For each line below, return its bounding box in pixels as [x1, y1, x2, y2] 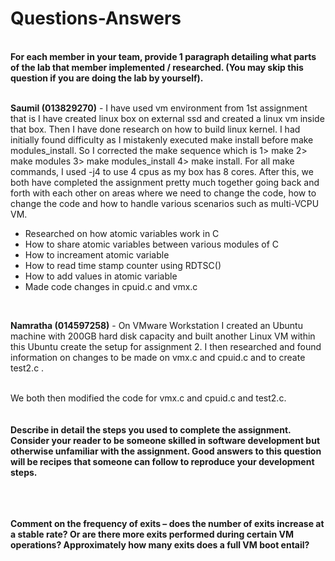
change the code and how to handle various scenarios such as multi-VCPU [10, 197, 320, 209]
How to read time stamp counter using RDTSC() [24, 259, 222, 271]
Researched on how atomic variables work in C [24, 227, 220, 239]
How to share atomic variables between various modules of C [24, 238, 280, 250]
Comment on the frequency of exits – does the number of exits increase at [10, 517, 325, 529]
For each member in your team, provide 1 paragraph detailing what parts [10, 50, 317, 62]
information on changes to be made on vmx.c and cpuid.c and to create [10, 351, 306, 363]
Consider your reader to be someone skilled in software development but [10, 434, 321, 446]
